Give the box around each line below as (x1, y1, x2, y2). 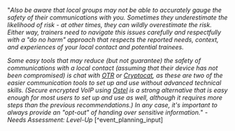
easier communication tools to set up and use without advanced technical (7, 79, 222, 86)
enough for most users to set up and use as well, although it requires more (7, 93, 222, 102)
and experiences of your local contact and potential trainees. (7, 43, 184, 51)
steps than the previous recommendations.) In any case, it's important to (7, 101, 218, 109)
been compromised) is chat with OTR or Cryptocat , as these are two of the (7, 71, 223, 79)
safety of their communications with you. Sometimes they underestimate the (7, 13, 228, 22)
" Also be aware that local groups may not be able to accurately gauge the (7, 6, 222, 14)
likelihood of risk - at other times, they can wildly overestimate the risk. (7, 21, 212, 29)
